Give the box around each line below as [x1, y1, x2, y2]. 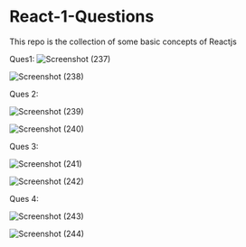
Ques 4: [9, 193, 39, 204]
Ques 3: [9, 141, 39, 151]
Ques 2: [9, 88, 39, 99]
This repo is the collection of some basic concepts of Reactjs [9, 36, 237, 47]
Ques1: [9, 53, 35, 64]
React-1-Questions [9, 6, 155, 27]
